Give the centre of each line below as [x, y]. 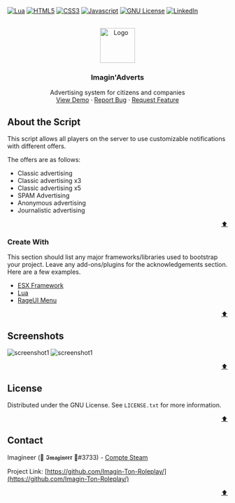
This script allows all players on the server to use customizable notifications [116, 139]
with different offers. [37, 146]
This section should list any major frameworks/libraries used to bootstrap [113, 257]
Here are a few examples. [44, 272]
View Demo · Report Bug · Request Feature [117, 100]
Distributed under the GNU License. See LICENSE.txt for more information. [114, 405]
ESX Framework [41, 286]
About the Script [44, 122]
